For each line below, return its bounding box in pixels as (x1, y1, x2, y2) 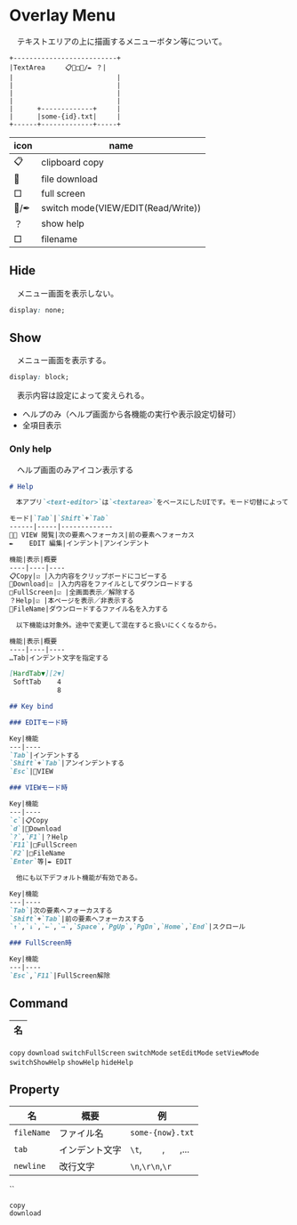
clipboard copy (41, 157, 104, 169)
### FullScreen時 (9, 938, 73, 948)
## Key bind (9, 702, 53, 711)
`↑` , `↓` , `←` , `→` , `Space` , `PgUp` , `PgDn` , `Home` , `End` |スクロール (9, 922, 246, 931)
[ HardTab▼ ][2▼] (9, 669, 66, 678)
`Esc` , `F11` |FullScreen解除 (9, 971, 111, 980)
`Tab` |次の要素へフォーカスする (9, 905, 113, 915)
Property (9, 1083, 60, 1098)
